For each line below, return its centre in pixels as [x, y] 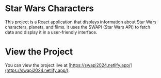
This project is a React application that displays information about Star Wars [81, 22]
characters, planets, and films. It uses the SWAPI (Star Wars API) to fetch [78, 27]
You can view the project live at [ [38, 65]
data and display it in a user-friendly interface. [51, 32]
